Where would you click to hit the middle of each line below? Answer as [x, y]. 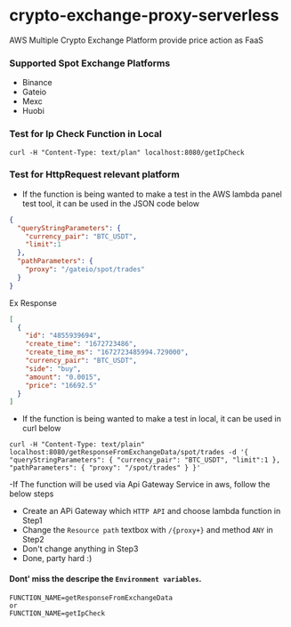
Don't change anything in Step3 [80, 549]
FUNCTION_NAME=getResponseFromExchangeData [91, 598]
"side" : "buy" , [53, 369]
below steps [32, 494]
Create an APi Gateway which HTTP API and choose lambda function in [151, 511]
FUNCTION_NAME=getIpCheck [57, 613]
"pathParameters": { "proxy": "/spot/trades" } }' [105, 468]
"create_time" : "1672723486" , [81, 344]
